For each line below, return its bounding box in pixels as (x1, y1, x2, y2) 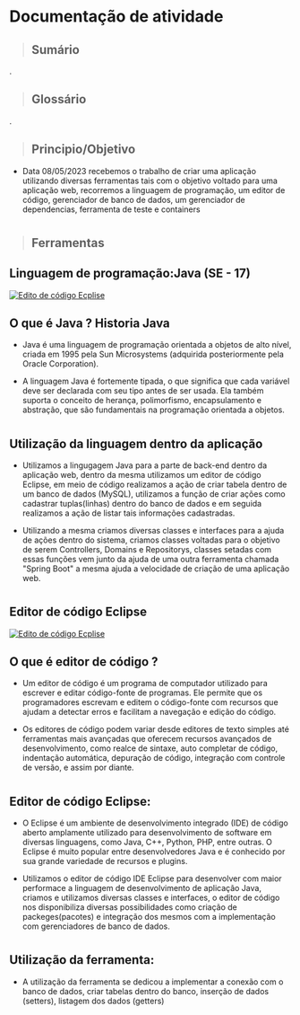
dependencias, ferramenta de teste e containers (21, 204, 201, 215)
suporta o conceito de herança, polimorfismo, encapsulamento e (21, 395, 262, 406)
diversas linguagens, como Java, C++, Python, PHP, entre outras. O (21, 837, 273, 848)
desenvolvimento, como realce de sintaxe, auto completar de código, (21, 743, 279, 754)
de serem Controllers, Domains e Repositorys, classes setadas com (21, 544, 271, 555)
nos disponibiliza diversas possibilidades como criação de (21, 902, 237, 913)
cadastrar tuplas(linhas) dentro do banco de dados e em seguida (21, 499, 262, 509)
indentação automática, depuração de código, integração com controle (21, 753, 286, 763)
